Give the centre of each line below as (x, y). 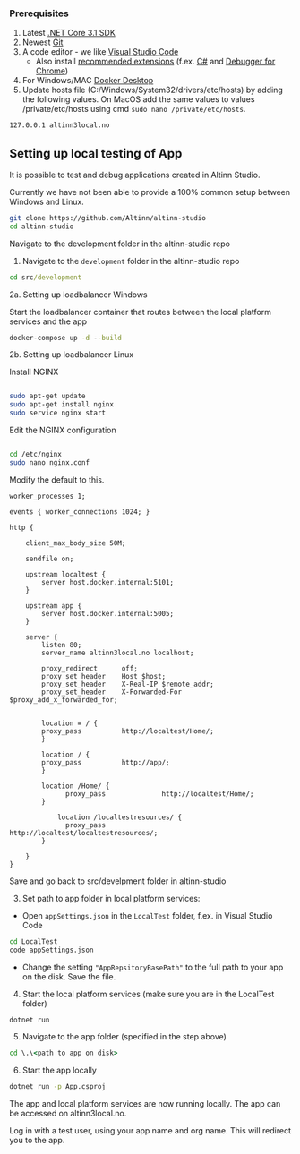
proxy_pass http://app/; (106, 762)
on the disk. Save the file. (69, 976)
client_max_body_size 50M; (76, 543)
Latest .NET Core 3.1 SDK (69, 33)
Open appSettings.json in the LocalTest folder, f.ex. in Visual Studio (147, 915)
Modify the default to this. (57, 479)
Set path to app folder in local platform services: (111, 898)
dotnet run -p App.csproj (57, 1087)
